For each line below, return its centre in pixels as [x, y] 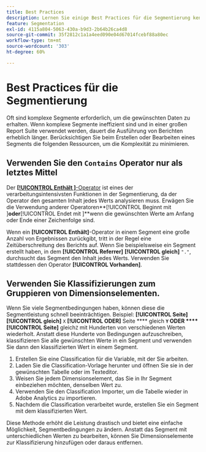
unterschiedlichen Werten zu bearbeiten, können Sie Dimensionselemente [100, 436]
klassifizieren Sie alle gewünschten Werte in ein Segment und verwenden [99, 340]
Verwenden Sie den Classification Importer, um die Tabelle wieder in [101, 392]
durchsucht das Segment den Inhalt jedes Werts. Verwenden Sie [88, 258]
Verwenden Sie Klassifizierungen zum [81, 284]
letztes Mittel [32, 173]
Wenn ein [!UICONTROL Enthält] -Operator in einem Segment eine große [98, 232]
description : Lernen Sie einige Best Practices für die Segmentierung [98, 18]
